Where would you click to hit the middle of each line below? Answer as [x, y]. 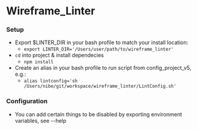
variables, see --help [41, 120]
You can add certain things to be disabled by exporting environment [98, 114]
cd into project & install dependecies [59, 55]
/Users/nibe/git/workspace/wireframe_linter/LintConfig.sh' [100, 86]
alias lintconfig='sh [50, 81]
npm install [39, 62]
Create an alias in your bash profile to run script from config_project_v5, [103, 68]
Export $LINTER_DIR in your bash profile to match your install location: [101, 42]
